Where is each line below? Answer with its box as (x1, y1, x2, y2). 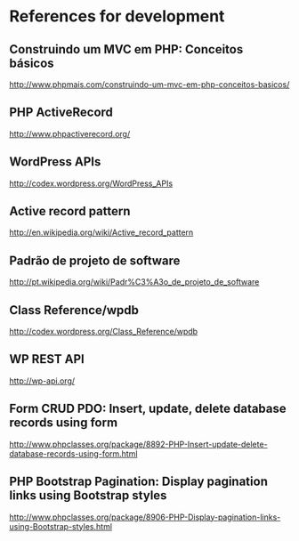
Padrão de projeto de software (9, 253, 181, 268)
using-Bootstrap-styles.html (9, 521, 113, 531)
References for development (9, 6, 225, 27)
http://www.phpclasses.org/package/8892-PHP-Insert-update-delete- (9, 439, 269, 449)
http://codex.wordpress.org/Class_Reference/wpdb (9, 327, 198, 337)
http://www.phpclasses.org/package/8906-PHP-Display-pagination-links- (9, 512, 281, 522)
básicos (9, 55, 55, 70)
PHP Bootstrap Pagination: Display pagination (9, 474, 269, 489)
